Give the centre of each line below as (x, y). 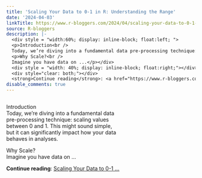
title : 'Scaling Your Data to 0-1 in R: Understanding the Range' (91, 12)
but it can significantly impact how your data (61, 132)
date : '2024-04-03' (31, 17)
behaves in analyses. (32, 139)
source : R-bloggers (31, 29)
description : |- (26, 34)
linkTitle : (20, 23)
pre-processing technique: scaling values (58, 120)
